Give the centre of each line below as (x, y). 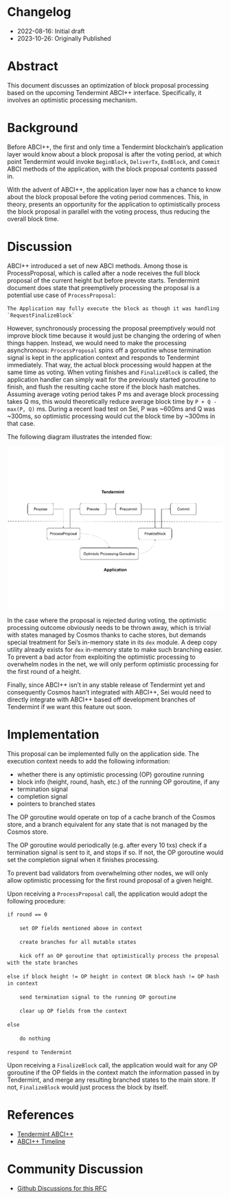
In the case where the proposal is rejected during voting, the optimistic (107, 620)
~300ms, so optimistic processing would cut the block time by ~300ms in (111, 416)
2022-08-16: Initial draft (51, 31)
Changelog (39, 12)
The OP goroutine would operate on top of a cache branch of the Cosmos (111, 817)
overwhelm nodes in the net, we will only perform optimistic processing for (113, 664)
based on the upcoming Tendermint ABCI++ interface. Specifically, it (104, 92)
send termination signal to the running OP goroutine (98, 997)
